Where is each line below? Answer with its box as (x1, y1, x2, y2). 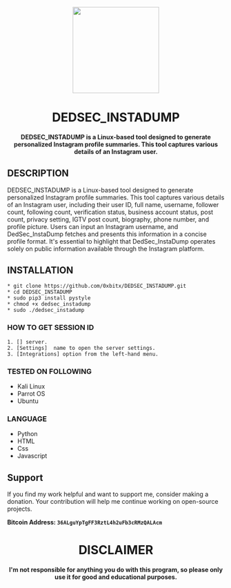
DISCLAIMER (78, 542, 154, 558)
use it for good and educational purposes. (54, 573, 177, 581)
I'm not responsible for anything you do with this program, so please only (9, 565, 223, 574)
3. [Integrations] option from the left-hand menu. (7, 351, 159, 357)
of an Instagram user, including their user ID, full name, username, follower (7, 200, 219, 208)
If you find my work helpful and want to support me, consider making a (7, 490, 209, 498)
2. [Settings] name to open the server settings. (7, 344, 156, 351)
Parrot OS (17, 390, 46, 398)
